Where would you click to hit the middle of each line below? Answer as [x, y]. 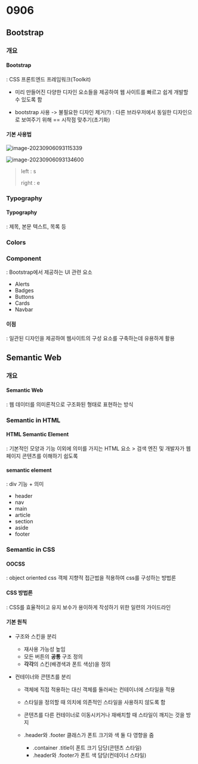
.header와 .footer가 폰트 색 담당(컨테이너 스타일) [89, 755]
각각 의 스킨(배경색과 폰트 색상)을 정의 [67, 664]
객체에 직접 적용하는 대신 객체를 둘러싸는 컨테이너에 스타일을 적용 [99, 689]
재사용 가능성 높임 [44, 649]
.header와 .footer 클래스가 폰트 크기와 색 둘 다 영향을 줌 [89, 735]
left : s [28, 171]
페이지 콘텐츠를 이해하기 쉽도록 [42, 456]
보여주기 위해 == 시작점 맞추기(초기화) [66, 120]
